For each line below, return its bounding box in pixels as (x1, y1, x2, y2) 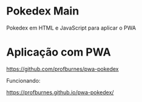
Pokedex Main (6, 4, 79, 18)
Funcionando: (6, 77, 41, 84)
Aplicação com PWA (6, 45, 111, 59)
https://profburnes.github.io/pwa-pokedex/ (6, 89, 114, 96)
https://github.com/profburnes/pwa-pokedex (6, 65, 119, 72)
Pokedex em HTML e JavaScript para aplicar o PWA (6, 24, 137, 31)
